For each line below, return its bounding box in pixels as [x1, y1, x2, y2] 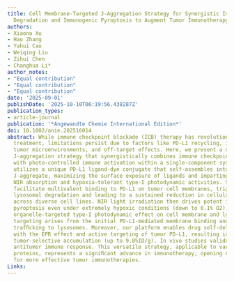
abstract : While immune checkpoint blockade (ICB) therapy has [7, 133, 195, 140]
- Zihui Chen [7, 56, 45, 63]
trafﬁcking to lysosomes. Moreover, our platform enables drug [13, 224, 201, 231]
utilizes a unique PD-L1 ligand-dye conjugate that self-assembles [13, 165, 214, 173]
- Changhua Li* [7, 62, 52, 69]
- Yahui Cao [7, 43, 42, 50]
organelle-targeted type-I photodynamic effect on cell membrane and [13, 211, 219, 218]
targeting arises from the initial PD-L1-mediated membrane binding [13, 218, 217, 225]
